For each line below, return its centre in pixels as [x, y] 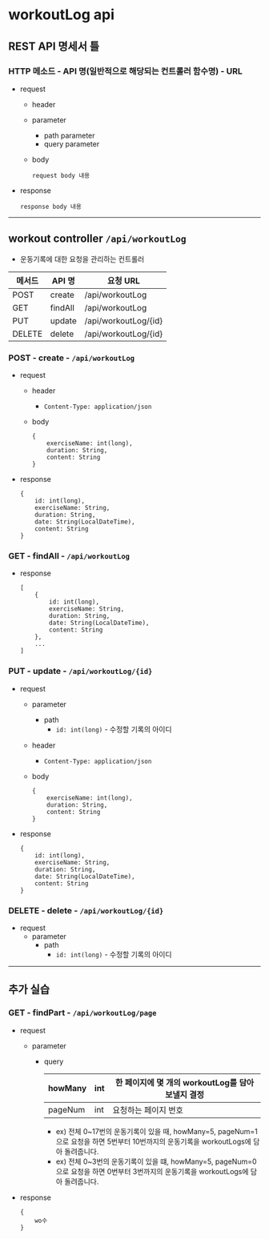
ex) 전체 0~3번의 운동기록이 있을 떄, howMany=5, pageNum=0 [157, 1161]
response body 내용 [50, 206]
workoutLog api [61, 15]
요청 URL [123, 280]
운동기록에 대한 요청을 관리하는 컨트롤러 [82, 259]
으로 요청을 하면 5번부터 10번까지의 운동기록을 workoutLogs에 [154, 1141]
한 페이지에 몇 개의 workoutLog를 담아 [185, 1082]
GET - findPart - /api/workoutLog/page [82, 1012]
